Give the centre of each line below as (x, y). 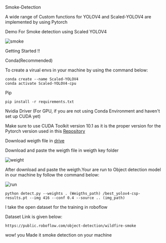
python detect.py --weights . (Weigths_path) (53, 193)
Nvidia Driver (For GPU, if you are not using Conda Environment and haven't (83, 111)
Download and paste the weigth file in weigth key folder (62, 150)
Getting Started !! (23, 51)
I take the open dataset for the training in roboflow (56, 207)
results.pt (16, 198)
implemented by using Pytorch (36, 22)
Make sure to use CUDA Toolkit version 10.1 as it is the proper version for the (83, 126)
